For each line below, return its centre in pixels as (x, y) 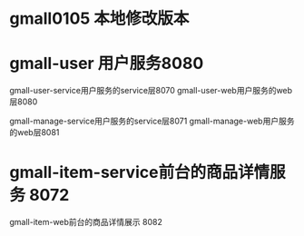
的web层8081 (34, 133)
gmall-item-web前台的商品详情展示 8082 (86, 222)
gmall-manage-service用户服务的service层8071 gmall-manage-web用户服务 (152, 121)
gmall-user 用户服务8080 (107, 64)
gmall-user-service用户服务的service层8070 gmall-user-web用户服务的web (151, 91)
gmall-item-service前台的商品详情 (140, 172)
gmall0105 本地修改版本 (99, 19)
